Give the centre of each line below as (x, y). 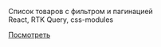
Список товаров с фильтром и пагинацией (80, 11)
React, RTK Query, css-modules (61, 20)
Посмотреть (29, 35)
